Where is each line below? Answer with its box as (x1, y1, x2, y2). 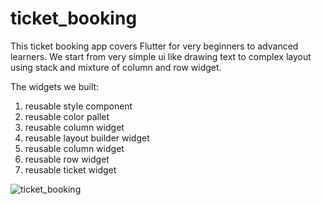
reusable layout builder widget (24, 132, 150, 144)
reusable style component (24, 100, 133, 112)
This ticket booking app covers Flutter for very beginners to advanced (10, 40, 299, 52)
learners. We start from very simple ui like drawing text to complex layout (10, 50, 312, 62)
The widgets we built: (10, 80, 100, 92)
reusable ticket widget (24, 163, 117, 176)
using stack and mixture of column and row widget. (10, 61, 222, 73)
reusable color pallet (24, 110, 110, 122)
